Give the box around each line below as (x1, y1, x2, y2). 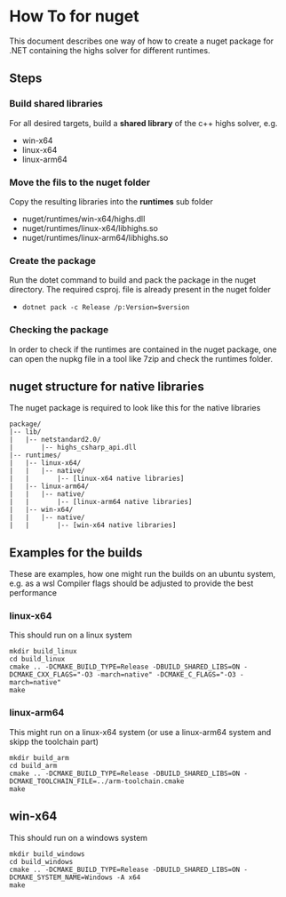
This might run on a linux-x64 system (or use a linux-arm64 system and (9, 726, 272, 737)
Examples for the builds (9, 545, 143, 560)
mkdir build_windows (9, 849, 86, 859)
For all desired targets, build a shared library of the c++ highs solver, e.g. (9, 117, 278, 128)
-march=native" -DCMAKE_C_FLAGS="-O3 (96, 670, 237, 679)
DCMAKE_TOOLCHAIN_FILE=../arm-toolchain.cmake (9, 776, 185, 786)
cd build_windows (9, 857, 74, 866)
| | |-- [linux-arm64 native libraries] (9, 498, 193, 507)
